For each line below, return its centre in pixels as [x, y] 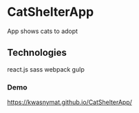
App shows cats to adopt [42, 31]
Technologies [37, 53]
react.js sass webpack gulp [46, 69]
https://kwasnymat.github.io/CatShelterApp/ [69, 102]
